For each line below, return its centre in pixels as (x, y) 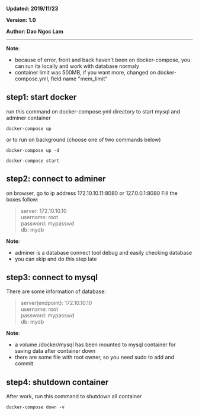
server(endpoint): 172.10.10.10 (56, 303)
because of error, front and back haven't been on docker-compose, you (102, 60)
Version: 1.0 (21, 20)
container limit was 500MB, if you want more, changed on (85, 72)
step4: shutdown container (57, 382)
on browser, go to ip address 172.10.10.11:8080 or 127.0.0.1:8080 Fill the (92, 193)
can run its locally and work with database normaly (77, 66)
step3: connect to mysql (52, 277)
